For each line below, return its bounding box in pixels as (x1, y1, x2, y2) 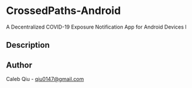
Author (6, 60, 32, 70)
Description (6, 40, 50, 50)
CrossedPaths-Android (6, 4, 121, 17)
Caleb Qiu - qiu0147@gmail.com (6, 76, 84, 83)
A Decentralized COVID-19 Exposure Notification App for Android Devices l (6, 23, 187, 30)
